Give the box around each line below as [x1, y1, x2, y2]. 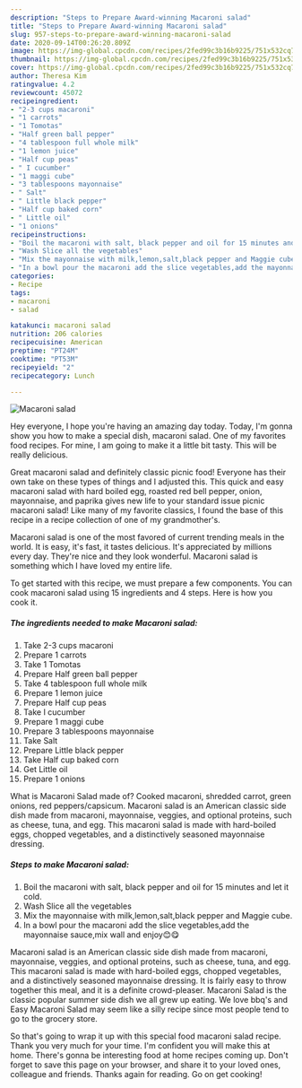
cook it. [10, 597, 39, 608]
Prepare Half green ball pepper [22, 669, 138, 680]
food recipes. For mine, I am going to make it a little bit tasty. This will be [10, 440, 277, 451]
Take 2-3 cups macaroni [22, 640, 114, 651]
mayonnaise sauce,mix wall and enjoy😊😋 [22, 929, 180, 940]
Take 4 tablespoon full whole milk [22, 678, 148, 689]
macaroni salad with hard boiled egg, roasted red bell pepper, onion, [10, 486, 263, 497]
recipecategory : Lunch [10, 371, 95, 380]
